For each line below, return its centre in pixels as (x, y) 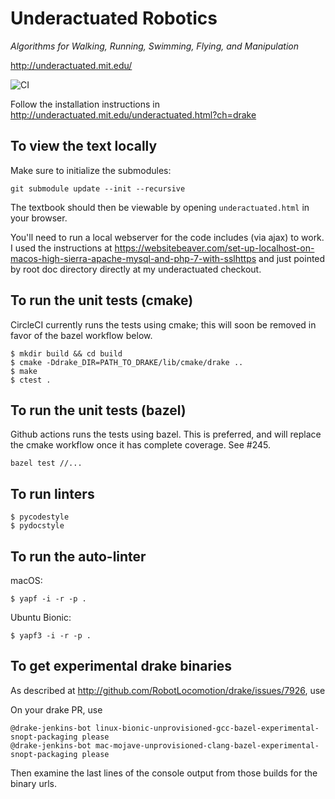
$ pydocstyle (37, 526)
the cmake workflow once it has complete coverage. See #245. (141, 445)
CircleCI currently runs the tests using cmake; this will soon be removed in (163, 324)
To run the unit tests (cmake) (102, 300)
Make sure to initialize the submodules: (91, 170)
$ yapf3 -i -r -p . (51, 636)
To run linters (52, 493)
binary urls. (33, 783)
